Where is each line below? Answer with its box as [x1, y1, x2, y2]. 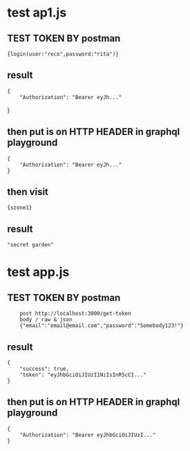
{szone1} [7, 204, 32, 212]
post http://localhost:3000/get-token [19, 310, 131, 317]
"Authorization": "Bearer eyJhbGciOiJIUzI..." [19, 431, 156, 439]
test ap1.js [7, 5, 67, 21]
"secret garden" [7, 241, 54, 248]
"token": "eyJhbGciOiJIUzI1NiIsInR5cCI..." [19, 371, 147, 378]
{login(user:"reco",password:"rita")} [7, 50, 119, 57]
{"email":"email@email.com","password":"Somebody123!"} [19, 322, 184, 329]
